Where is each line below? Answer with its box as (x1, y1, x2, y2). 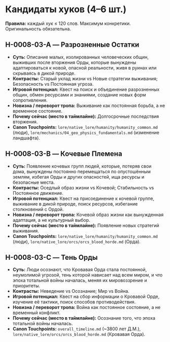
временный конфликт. (12, 310, 61, 316)
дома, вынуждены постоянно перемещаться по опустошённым (12, 168, 151, 175)
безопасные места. (12, 179, 55, 185)
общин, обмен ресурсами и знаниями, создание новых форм (12, 91, 146, 97)
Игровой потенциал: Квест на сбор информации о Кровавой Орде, (12, 293, 160, 300)
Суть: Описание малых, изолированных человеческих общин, (12, 54, 149, 60)
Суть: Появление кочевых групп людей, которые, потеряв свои (12, 163, 152, 169)
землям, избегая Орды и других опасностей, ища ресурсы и (12, 174, 145, 180)
